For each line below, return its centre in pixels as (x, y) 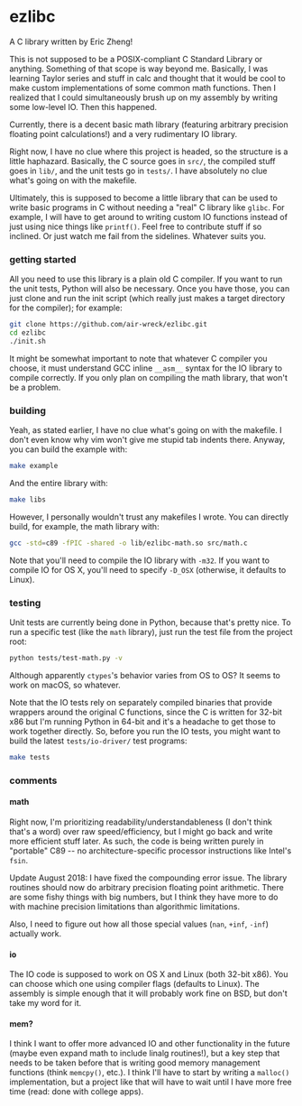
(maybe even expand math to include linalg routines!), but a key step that (145, 1054)
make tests (30, 757)
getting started (43, 259)
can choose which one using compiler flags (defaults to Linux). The (134, 984)
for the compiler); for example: (66, 308)
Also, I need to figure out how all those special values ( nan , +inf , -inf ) (139, 924)
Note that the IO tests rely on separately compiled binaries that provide (141, 702)
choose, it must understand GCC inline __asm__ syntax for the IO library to (146, 368)
